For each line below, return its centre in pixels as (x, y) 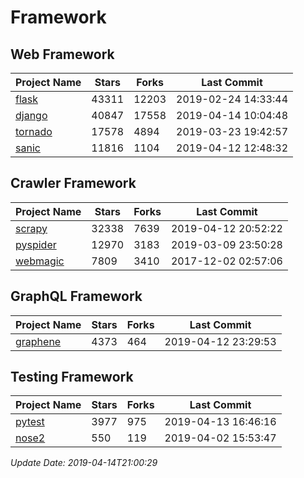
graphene (38, 341)
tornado (34, 131)
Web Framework (62, 54)
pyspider (36, 244)
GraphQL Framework (76, 296)
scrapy (31, 228)
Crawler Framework (73, 183)
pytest (30, 422)
